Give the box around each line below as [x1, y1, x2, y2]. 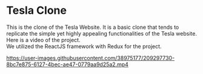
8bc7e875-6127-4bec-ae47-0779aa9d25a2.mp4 [6, 61, 129, 68]
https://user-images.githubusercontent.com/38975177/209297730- [6, 54, 175, 61]
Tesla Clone [6, 4, 67, 17]
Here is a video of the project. [6, 36, 81, 43]
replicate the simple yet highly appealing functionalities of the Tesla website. [6, 29, 197, 37]
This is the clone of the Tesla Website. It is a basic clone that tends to [6, 23, 179, 31]
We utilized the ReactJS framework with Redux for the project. [6, 43, 162, 50]
